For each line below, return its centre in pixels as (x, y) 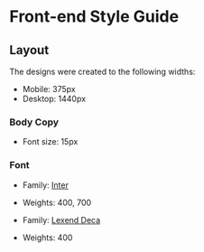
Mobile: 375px (49, 89)
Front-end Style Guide (94, 17)
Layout (29, 50)
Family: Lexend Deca (61, 219)
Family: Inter (46, 185)
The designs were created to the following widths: (102, 71)
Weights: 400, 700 (57, 202)
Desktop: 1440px (54, 98)
